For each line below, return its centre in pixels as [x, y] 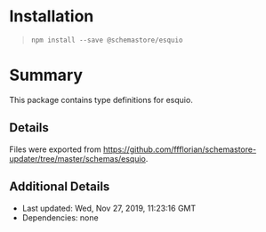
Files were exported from [55, 149]
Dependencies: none [60, 217]
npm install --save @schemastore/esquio [107, 40]
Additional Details [60, 187]
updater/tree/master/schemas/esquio [78, 158]
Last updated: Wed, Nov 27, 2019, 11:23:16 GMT [109, 208]
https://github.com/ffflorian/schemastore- [179, 149]
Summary [46, 75]
